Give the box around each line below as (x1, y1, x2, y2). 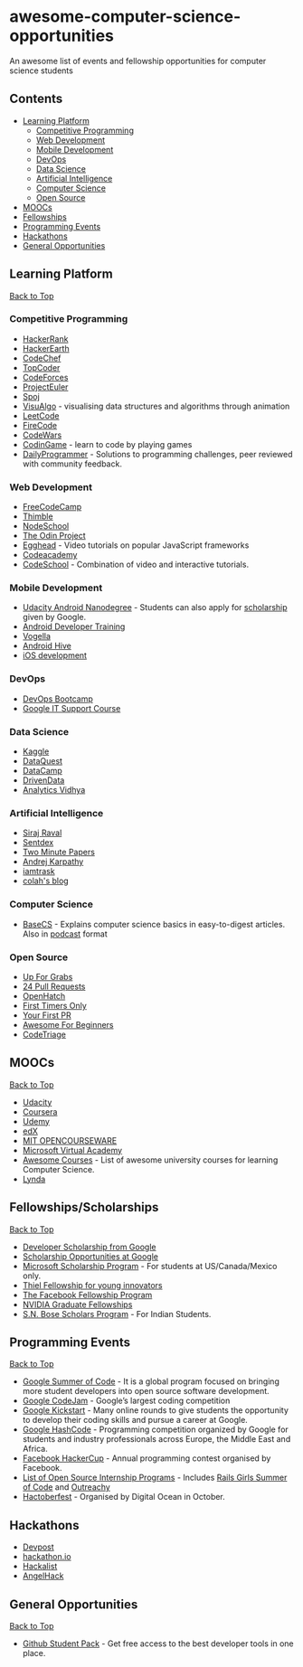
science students (9, 65, 74, 76)
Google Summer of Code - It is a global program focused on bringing (22, 1376, 280, 1387)
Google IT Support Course (22, 702, 121, 713)
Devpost (22, 1541, 54, 1552)
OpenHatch (22, 990, 66, 1001)
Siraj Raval (22, 827, 62, 838)
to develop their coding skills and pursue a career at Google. (22, 1415, 249, 1426)
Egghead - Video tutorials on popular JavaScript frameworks (22, 540, 250, 551)
